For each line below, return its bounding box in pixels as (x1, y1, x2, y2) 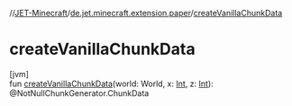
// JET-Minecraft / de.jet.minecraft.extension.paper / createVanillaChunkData (9, 8, 283, 18)
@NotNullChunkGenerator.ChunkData (9, 87, 150, 98)
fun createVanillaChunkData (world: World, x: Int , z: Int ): (9, 78, 214, 89)
